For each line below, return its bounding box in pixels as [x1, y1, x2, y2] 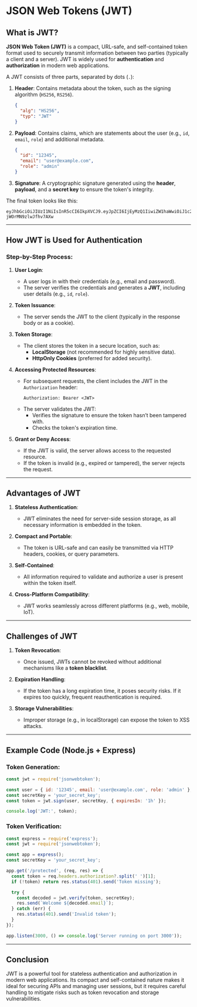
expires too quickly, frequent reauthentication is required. [23, 693, 162, 701]
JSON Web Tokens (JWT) [6, 4, 133, 18]
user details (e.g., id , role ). [23, 290, 89, 297]
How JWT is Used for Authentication [6, 235, 142, 245]
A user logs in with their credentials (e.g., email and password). [23, 278, 176, 285]
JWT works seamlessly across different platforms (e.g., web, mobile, [23, 602, 189, 610]
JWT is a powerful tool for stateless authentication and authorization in [6, 970, 177, 978]
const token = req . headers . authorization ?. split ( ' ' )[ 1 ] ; [11, 873, 157, 879]
